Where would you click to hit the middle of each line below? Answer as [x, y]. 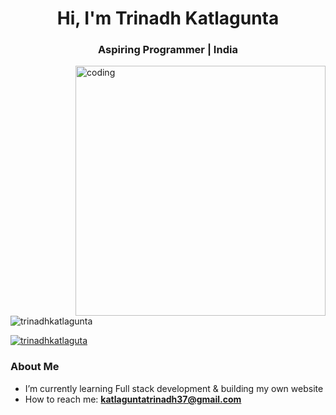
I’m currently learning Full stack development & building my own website [174, 388]
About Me [35, 367]
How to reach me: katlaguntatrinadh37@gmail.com [133, 399]
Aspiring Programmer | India [168, 50]
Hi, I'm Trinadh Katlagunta [168, 18]
